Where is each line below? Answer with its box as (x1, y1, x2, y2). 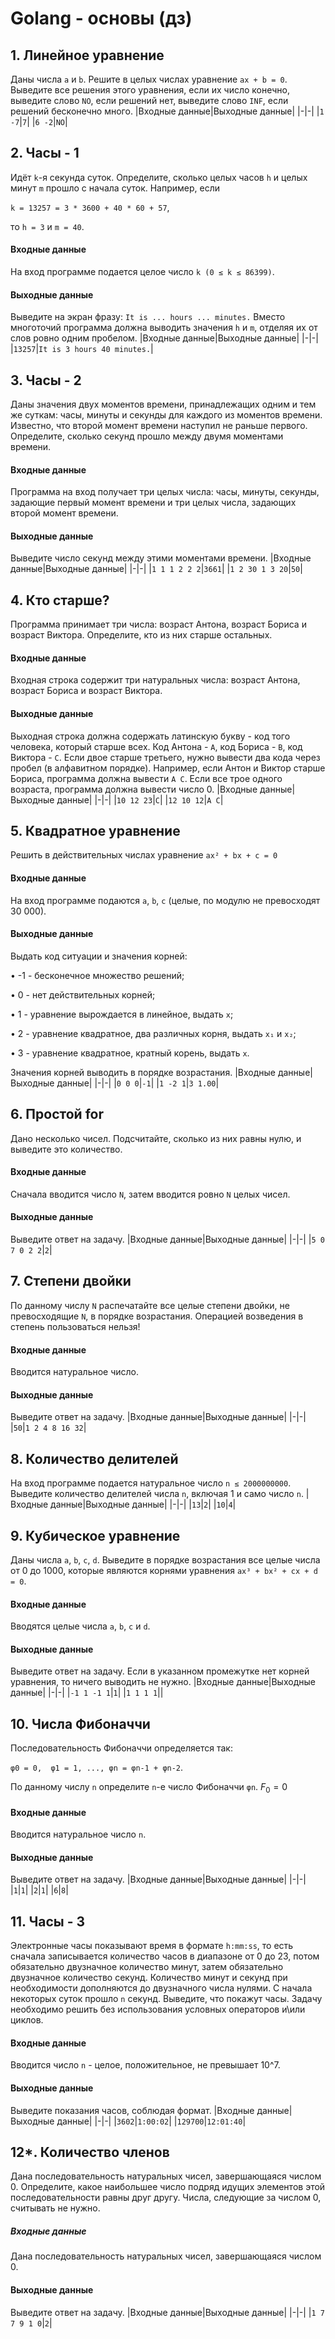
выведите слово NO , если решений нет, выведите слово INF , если (10, 95, 289, 106)
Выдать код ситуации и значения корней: (10, 950, 188, 962)
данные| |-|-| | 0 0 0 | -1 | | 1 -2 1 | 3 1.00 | (56, 1077, 220, 1089)
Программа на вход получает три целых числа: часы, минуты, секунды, (10, 486, 320, 498)
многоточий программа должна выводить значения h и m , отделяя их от (10, 322, 318, 334)
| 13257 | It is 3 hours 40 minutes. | (10, 343, 154, 355)
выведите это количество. (10, 1143, 123, 1155)
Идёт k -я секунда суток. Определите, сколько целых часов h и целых (10, 171, 308, 183)
